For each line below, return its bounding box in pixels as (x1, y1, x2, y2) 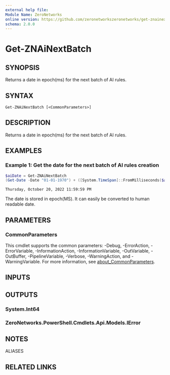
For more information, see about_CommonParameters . (42, 259, 155, 264)
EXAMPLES (5, 147, 42, 155)
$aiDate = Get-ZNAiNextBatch (5, 173, 67, 178)
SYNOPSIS (5, 63, 40, 72)
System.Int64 (5, 305, 40, 312)
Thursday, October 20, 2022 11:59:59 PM (5, 187, 92, 192)
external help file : (5, 7, 49, 13)
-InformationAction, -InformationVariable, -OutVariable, (35, 248, 150, 254)
